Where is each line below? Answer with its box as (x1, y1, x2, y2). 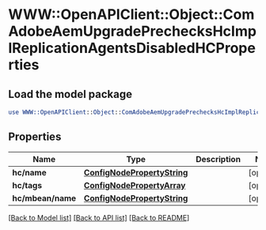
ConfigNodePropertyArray (83, 179, 186, 190)
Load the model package (8, 87, 133, 100)
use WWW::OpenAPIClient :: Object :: (8, 108, 123, 116)
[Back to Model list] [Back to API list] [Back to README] (8, 213, 190, 222)
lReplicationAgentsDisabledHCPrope (8, 40, 256, 57)
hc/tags (12, 179, 42, 190)
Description (195, 153, 241, 164)
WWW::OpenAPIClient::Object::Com (8, 6, 255, 24)
